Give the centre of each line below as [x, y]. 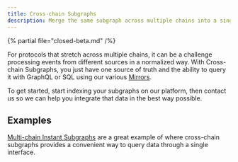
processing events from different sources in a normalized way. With [106, 62]
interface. [21, 152]
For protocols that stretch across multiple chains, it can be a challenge [110, 54]
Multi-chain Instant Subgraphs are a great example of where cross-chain [113, 137]
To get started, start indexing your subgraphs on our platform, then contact [117, 91]
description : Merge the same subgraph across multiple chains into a [112, 21]
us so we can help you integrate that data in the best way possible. [105, 98]
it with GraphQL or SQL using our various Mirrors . [80, 77]
